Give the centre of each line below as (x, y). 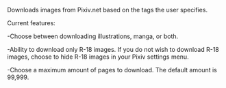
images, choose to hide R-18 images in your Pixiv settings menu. (98, 57)
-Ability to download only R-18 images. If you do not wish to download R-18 (113, 49)
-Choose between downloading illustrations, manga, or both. (93, 36)
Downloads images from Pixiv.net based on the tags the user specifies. (107, 10)
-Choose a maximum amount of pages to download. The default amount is (112, 70)
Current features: (32, 23)
